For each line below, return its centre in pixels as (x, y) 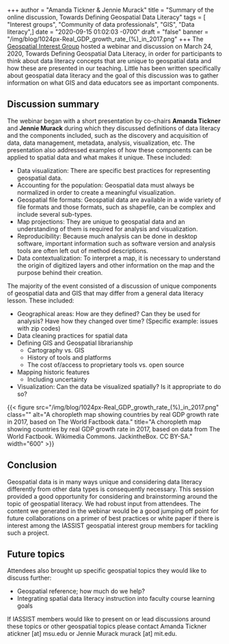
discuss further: (29, 578)
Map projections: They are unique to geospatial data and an (101, 222)
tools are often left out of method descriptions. (82, 250)
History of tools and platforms (69, 357)
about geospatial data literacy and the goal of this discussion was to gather (113, 75)
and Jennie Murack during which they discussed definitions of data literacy (114, 128)
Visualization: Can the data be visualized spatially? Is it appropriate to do (119, 386)
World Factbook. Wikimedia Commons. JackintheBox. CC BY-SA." (100, 436)
